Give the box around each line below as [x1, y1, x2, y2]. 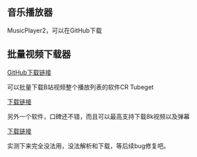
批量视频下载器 [7, 48, 71, 60]
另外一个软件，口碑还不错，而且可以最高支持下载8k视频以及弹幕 [7, 112, 190, 120]
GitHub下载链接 [7, 68, 52, 76]
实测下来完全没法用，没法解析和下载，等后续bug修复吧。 [7, 141, 170, 150]
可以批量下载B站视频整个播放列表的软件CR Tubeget [7, 82, 154, 91]
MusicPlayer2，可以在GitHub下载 [7, 26, 102, 35]
